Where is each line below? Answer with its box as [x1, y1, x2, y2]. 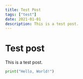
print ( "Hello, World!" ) [5, 69, 55, 74]
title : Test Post [5, 7, 41, 12]
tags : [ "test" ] [5, 12, 37, 17]
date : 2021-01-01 [5, 16, 41, 21]
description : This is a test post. [5, 21, 79, 26]
